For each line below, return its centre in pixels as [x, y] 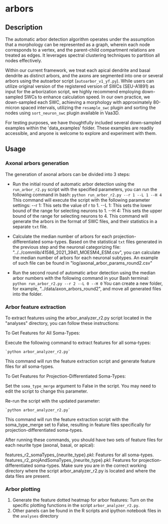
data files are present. [28, 476]
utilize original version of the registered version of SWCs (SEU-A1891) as [80, 86]
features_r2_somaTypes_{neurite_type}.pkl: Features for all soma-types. [79, 455]
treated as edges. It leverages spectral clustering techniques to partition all [82, 55]
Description [24, 27]
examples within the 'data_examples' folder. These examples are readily [79, 128]
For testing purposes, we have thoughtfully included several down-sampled [83, 123]
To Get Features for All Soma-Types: [43, 333]
